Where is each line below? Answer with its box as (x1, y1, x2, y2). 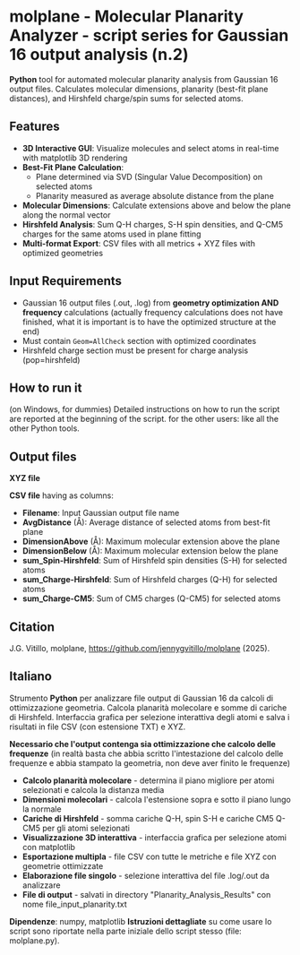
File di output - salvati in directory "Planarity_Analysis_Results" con (21, 889, 271, 899)
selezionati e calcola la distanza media (21, 784, 165, 795)
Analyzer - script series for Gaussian (9, 25, 289, 46)
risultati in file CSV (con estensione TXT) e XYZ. (9, 721, 186, 732)
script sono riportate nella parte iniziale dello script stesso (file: (9, 925, 242, 936)
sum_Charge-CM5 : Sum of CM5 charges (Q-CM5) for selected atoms (21, 593, 281, 604)
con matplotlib (21, 841, 76, 852)
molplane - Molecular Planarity (9, 6, 244, 27)
